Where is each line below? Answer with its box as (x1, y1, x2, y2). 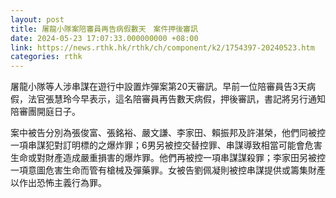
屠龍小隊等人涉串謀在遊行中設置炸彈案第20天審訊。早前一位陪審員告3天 (10, 81, 308, 93)
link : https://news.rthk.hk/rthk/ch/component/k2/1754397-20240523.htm (10, 42, 315, 53)
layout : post (10, 14, 65, 25)
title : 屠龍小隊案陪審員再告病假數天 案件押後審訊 (10, 24, 198, 34)
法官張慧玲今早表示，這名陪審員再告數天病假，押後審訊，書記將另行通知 (27, 93, 326, 105)
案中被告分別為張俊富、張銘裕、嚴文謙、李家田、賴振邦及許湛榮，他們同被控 (10, 127, 326, 139)
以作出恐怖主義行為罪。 (10, 177, 107, 189)
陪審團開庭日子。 (10, 106, 81, 118)
